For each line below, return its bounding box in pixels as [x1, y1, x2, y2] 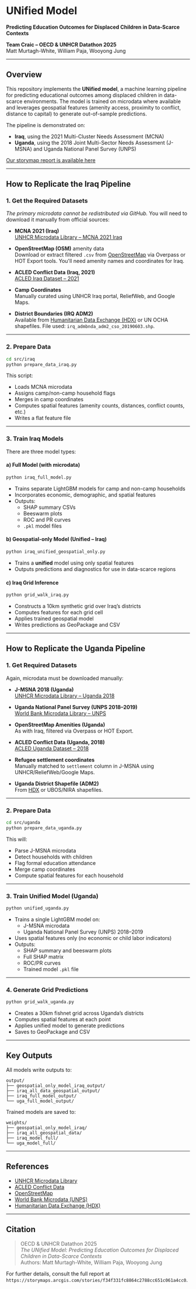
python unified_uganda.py [6, 905, 69, 911]
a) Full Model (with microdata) [6, 461, 80, 469]
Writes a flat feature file [14, 415, 71, 422]
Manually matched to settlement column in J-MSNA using [14, 763, 155, 770]
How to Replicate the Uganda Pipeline [6, 644, 146, 654]
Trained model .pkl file [23, 965, 79, 973]
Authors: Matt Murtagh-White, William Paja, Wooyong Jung [20, 1259, 162, 1266]
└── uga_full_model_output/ [6, 1098, 75, 1104]
